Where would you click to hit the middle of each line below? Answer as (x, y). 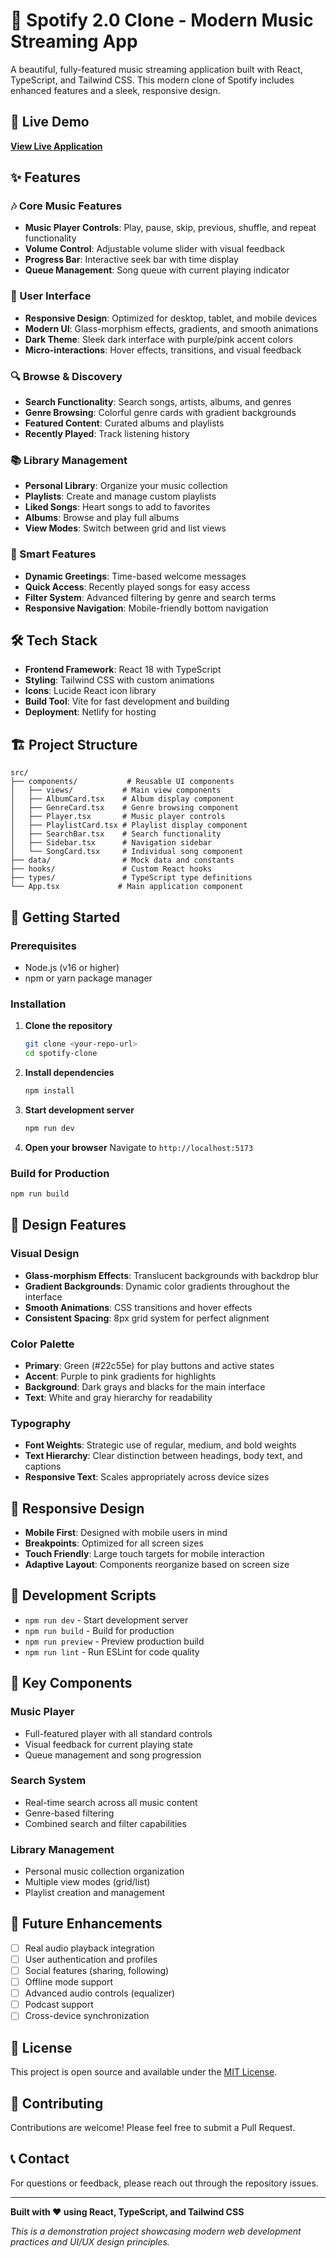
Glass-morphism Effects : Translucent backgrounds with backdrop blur (171, 1275)
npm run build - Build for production (99, 1630)
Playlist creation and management (95, 1893)
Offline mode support (69, 1982)
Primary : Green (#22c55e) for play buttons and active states (149, 1365)
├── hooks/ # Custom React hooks (111, 869)
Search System (48, 1781)
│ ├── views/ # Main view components (116, 790)
